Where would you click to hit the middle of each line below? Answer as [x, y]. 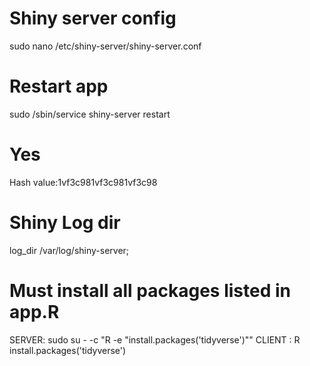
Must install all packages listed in [150, 290]
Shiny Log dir [65, 223]
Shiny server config [93, 18]
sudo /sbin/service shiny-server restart [90, 114]
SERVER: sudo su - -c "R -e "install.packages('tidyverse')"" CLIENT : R [155, 339]
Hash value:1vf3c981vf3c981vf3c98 [83, 182]
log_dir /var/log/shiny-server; [69, 250]
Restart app [59, 86]
